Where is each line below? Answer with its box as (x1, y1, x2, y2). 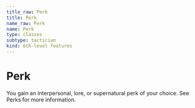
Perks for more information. (6, 96, 76, 103)
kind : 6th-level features (6, 43, 72, 49)
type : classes (6, 32, 43, 38)
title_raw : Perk (6, 9, 48, 15)
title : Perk (6, 15, 37, 21)
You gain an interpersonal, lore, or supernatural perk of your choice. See (6, 89, 189, 96)
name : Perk (6, 26, 34, 32)
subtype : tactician (6, 37, 56, 43)
